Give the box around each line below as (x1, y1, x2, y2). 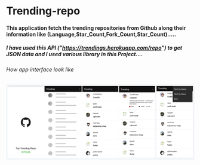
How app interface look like (6, 66, 74, 73)
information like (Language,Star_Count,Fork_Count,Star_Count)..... (6, 30, 176, 38)
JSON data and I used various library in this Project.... (6, 51, 143, 58)
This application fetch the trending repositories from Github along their (6, 24, 186, 31)
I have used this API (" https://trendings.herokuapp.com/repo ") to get (6, 44, 183, 51)
